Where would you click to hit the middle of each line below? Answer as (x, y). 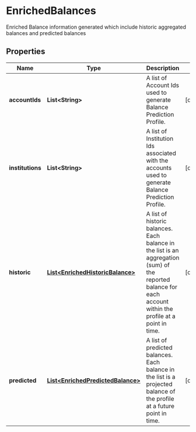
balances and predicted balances (46, 33)
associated (161, 153)
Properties (26, 52)
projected (159, 384)
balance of (161, 391)
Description (163, 68)
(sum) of (158, 265)
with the (157, 160)
